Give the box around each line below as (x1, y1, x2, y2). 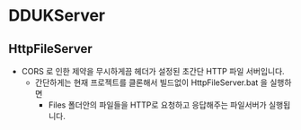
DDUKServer (8, 5, 106, 26)
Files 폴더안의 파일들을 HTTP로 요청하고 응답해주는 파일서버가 (48, 100, 267, 110)
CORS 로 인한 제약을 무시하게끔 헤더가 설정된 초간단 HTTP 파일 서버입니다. (21, 66, 285, 76)
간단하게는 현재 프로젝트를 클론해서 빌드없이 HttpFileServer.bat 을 (34, 77, 269, 88)
